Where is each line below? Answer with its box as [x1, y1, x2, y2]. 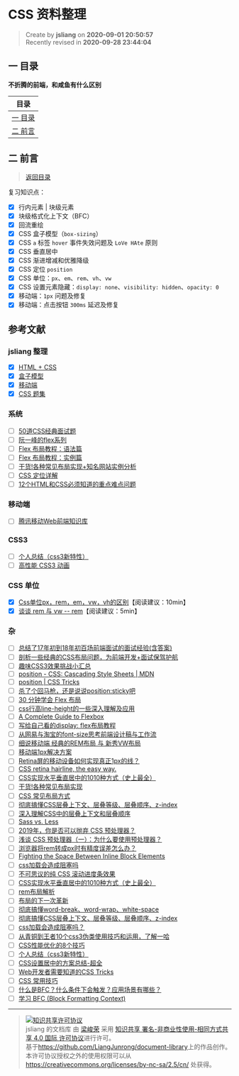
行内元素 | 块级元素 [18, 203, 74, 211]
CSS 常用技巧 [18, 976, 58, 985]
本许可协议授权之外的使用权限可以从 [25, 1051, 132, 1060]
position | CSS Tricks [18, 677, 80, 686]
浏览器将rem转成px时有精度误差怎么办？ [18, 843, 137, 852]
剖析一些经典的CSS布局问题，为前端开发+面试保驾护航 [18, 653, 179, 661]
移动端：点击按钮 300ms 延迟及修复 [18, 301, 119, 309]
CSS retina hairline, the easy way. [18, 765, 117, 773]
